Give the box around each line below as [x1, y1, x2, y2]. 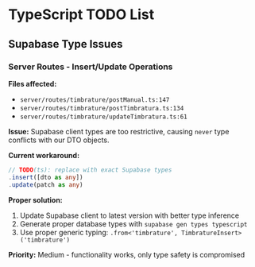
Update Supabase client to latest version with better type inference [19, 211, 240, 220]
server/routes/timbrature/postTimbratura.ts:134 [19, 104, 184, 112]
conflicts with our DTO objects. [8, 135, 110, 145]
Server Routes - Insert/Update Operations [8, 61, 173, 72]
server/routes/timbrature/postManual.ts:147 [19, 95, 170, 104]
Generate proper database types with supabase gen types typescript [19, 219, 248, 228]
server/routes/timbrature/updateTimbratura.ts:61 [19, 113, 188, 121]
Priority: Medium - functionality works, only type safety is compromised [8, 250, 245, 259]
